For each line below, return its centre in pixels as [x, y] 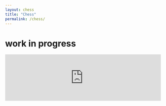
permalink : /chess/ [25, 19]
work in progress [41, 43]
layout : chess [20, 10]
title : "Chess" [21, 14]
